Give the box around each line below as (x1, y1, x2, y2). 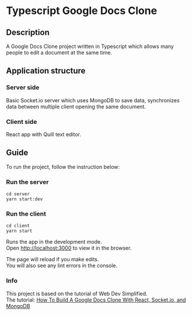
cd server (6, 191, 30, 197)
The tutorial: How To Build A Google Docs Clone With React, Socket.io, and (6, 296, 186, 303)
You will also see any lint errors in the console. (6, 262, 118, 269)
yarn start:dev (6, 196, 43, 202)
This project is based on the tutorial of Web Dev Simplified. (6, 290, 148, 297)
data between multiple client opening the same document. (6, 103, 146, 110)
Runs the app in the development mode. (6, 238, 102, 245)
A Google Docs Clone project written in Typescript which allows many (6, 43, 174, 50)
